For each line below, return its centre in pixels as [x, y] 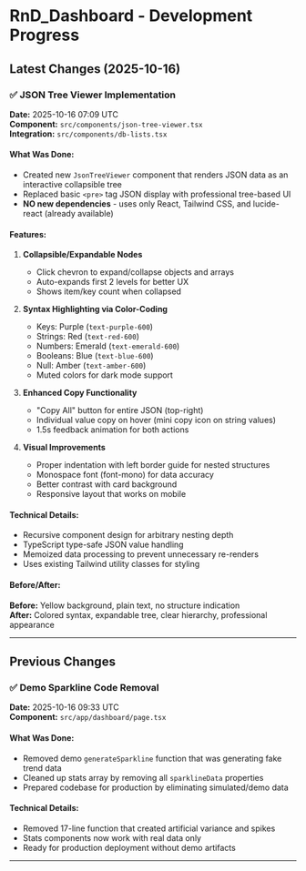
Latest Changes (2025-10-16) [95, 69]
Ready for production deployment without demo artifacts [129, 847]
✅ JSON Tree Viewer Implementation [92, 95]
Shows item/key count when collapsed [109, 291]
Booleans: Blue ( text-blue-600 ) [95, 356]
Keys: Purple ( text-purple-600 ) [94, 327]
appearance [32, 624]
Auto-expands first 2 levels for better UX [112, 282]
